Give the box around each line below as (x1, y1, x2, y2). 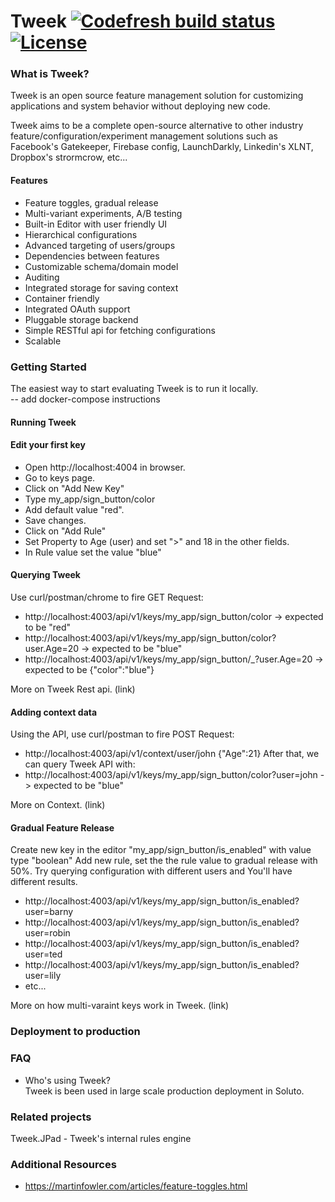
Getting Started (10, 360, 87, 374)
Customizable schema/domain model (24, 260, 179, 272)
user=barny (24, 906, 74, 918)
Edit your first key (10, 439, 86, 451)
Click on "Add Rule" (24, 525, 107, 537)
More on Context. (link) (10, 799, 106, 811)
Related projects (10, 1110, 92, 1124)
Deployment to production (10, 1025, 141, 1039)
